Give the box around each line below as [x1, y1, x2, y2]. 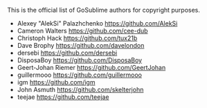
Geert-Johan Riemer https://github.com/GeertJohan [17, 64, 166, 71]
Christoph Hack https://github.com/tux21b [17, 34, 138, 42]
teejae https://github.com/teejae [17, 93, 109, 101]
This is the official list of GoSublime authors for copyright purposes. [7, 6, 201, 14]
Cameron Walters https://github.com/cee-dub [17, 27, 148, 35]
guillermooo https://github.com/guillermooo [17, 71, 142, 79]
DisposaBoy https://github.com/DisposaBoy [17, 56, 143, 64]
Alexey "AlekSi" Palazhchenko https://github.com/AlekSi [17, 19, 178, 27]
